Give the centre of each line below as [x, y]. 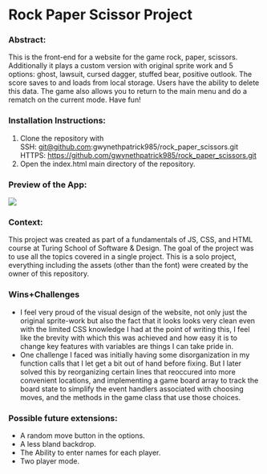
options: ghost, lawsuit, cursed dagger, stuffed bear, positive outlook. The [130, 75]
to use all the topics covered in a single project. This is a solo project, [122, 257]
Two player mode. [50, 461]
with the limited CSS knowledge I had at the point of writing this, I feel [135, 329]
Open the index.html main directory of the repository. [107, 164]
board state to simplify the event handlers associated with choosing [132, 389]
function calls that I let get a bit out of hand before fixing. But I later [131, 363]
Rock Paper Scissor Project [100, 15]
